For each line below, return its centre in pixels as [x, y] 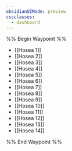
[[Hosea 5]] [28, 75]
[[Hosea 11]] [29, 112]
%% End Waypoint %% [34, 142]
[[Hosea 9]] [28, 100]
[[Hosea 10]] [29, 106]
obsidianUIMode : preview [36, 11]
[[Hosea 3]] [28, 62]
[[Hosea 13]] [29, 124]
